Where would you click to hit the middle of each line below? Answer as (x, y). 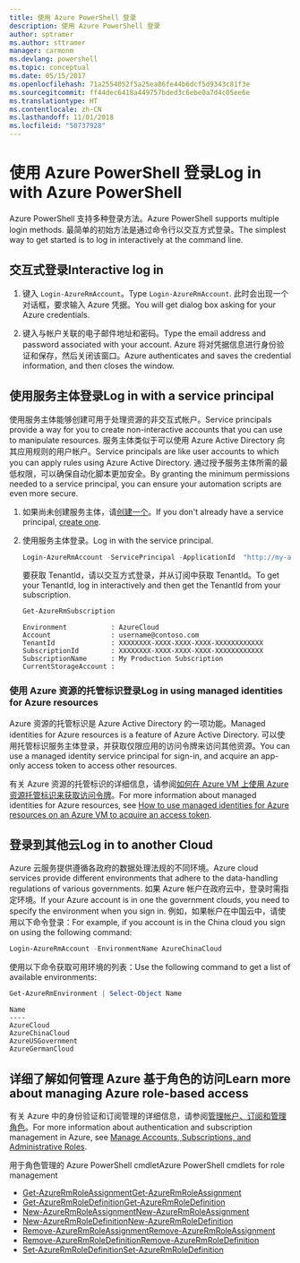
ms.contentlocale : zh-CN (56, 109)
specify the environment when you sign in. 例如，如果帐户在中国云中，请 (144, 911)
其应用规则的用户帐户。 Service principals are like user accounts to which (144, 451)
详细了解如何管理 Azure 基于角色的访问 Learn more (150, 1079)
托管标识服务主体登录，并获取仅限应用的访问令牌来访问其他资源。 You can (154, 745)
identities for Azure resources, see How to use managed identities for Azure (149, 805)
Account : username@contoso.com (111, 636)
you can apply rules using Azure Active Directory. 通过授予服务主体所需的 (145, 462)
